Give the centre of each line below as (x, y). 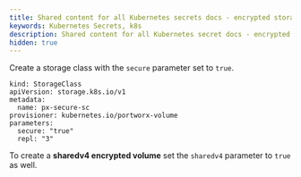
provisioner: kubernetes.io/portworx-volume (94, 116)
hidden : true (34, 42)
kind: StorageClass (46, 84)
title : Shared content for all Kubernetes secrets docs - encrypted (140, 17)
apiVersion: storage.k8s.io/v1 (68, 92)
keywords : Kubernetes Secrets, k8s (76, 26)
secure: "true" (46, 131)
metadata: (28, 100)
